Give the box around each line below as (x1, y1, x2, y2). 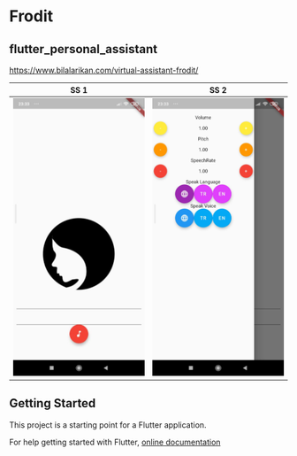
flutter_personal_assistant (9, 42, 158, 57)
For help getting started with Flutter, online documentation (9, 437, 221, 447)
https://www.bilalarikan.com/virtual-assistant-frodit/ (9, 65, 199, 75)
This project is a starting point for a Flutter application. (9, 419, 207, 430)
